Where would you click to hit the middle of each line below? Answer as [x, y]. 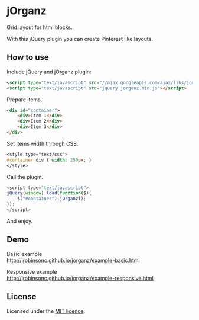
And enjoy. [20, 221]
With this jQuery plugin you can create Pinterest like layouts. [80, 39]
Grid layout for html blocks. [40, 27]
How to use [28, 57]
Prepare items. [25, 100]
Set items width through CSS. [43, 143]
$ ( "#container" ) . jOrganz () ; [52, 199]
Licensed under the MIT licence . [46, 311]
